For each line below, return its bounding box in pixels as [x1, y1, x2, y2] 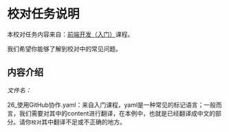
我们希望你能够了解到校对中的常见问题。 [7, 44, 122, 53]
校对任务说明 [7, 6, 80, 22]
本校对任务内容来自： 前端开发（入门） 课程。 [7, 30, 134, 38]
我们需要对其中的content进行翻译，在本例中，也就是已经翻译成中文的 [19, 109, 216, 117]
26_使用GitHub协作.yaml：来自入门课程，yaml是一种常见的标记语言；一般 [7, 101, 217, 109]
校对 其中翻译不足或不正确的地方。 [31, 118, 126, 126]
